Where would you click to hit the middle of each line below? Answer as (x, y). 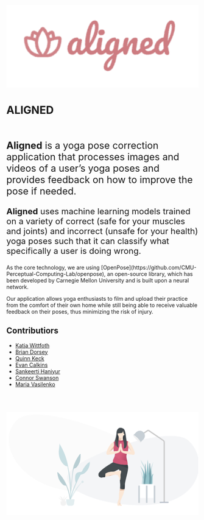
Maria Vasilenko (35, 384)
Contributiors (33, 331)
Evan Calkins (31, 365)
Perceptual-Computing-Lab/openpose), (56, 274)
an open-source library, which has (150, 274)
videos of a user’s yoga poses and (83, 168)
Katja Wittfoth (32, 345)
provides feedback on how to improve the (100, 180)
